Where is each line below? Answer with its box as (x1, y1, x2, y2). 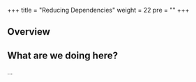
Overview (7, 26, 51, 38)
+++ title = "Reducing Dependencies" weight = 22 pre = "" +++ (7, 6, 190, 14)
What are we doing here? (7, 49, 119, 61)
